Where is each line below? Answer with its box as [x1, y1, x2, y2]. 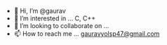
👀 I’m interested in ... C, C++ [13, 14, 96, 22]
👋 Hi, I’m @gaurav [13, 7, 67, 15]
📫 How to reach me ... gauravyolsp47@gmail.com [13, 30, 160, 38]
